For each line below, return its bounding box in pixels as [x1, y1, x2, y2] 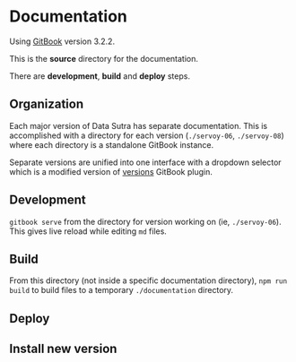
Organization [9, 97, 83, 112]
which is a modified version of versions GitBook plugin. [9, 166, 213, 177]
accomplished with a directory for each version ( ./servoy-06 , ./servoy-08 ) [9, 130, 284, 141]
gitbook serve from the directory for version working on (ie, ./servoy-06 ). [9, 216, 282, 227]
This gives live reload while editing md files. [9, 226, 168, 237]
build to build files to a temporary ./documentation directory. [9, 285, 234, 296]
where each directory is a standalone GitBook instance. [9, 139, 213, 150]
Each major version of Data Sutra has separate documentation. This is [9, 120, 267, 131]
